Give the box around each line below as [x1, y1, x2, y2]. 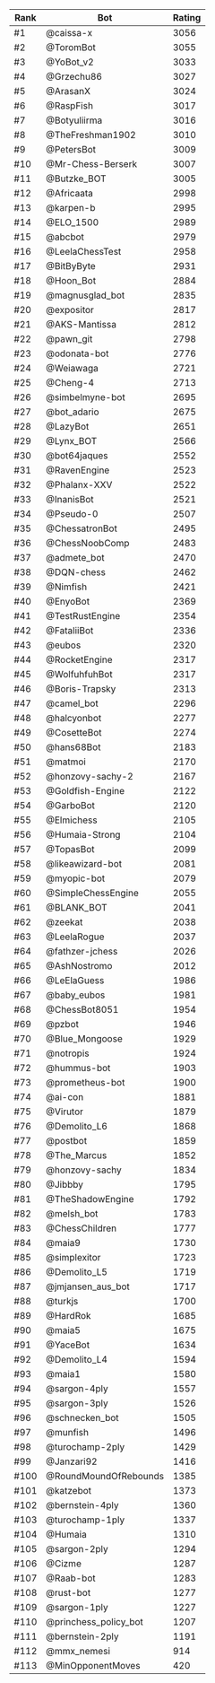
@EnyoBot [46, 596, 90, 607]
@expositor [46, 304, 94, 316]
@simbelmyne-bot [46, 391, 125, 403]
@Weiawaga [46, 362, 99, 374]
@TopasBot [46, 843, 96, 855]
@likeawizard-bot [46, 858, 123, 869]
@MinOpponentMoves [46, 1660, 141, 1671]
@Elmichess [46, 814, 98, 826]
